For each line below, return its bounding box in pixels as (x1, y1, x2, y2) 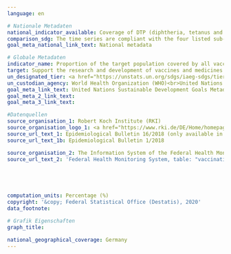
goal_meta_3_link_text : (7, 99, 76, 106)
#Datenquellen (7, 112, 48, 118)
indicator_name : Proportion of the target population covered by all (7, 61, 211, 67)
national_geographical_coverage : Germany (7, 236, 128, 243)
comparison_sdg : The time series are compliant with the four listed (7, 35, 211, 42)
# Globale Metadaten (7, 54, 67, 61)
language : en (7, 10, 45, 17)
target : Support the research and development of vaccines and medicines (7, 67, 223, 74)
